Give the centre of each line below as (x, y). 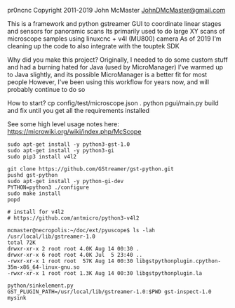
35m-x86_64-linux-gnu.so (43, 267)
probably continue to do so (46, 89)
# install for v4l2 (36, 212)
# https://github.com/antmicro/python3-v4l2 (73, 218)
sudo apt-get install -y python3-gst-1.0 (69, 145)
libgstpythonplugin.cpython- (178, 261)
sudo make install (34, 194)
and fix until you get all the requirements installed (78, 111)
